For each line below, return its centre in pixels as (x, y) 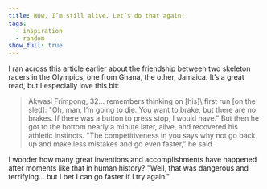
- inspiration (39, 31)
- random (30, 38)
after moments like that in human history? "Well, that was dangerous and (129, 168)
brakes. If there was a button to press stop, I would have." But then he (144, 118)
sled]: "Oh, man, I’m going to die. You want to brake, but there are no (142, 110)
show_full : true (35, 46)
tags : (17, 23)
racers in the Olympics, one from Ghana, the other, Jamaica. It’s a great (127, 77)
